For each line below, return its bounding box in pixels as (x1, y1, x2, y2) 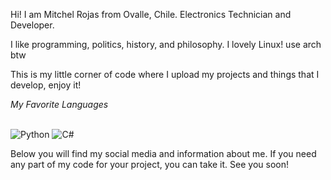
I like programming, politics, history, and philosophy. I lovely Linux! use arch (10, 39, 322, 50)
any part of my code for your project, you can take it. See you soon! (10, 159, 289, 170)
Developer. (10, 19, 55, 31)
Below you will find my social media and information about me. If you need (10, 148, 317, 159)
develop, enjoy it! (10, 79, 82, 91)
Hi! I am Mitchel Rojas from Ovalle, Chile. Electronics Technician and (10, 9, 292, 20)
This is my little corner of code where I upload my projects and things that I (10, 69, 320, 80)
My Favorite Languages (10, 99, 109, 110)
